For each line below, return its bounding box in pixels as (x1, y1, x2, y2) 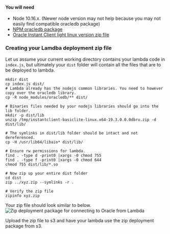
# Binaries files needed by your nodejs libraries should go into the (5, 104, 159, 109)
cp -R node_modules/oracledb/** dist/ (5, 95, 88, 100)
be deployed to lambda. (5, 67, 55, 73)
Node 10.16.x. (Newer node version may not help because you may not (12, 15, 161, 21)
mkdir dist (5, 77, 29, 82)
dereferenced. (5, 135, 36, 140)
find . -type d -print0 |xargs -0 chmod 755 (5, 153, 102, 158)
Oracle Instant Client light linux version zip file (12, 32, 110, 38)
